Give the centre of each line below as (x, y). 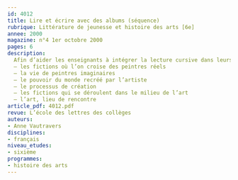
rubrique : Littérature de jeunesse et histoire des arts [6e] (101, 27)
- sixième (22, 152)
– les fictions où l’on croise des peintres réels (90, 67)
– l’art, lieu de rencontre (55, 100)
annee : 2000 (25, 34)
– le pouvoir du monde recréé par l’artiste (80, 80)
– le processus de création (55, 86)
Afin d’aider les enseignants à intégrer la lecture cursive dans (114, 60)
